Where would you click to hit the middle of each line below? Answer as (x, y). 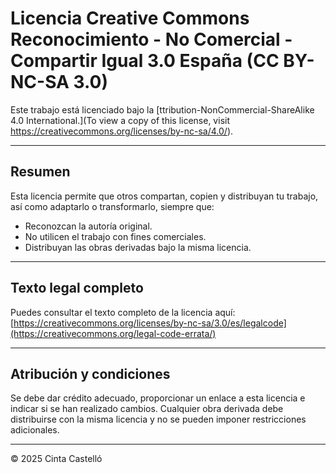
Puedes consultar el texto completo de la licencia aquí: (123, 312)
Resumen (40, 172)
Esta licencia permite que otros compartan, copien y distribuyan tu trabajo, (164, 196)
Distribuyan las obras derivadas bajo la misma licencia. (138, 247)
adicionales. (35, 430)
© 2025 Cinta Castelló (56, 459)
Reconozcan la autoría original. (88, 226)
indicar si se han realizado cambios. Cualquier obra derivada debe (147, 409)
